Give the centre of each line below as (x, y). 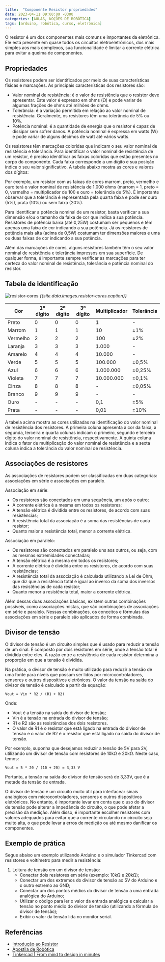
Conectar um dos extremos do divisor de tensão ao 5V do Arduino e (88, 880)
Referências (24, 932)
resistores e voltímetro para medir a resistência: (53, 860)
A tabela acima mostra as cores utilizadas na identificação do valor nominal (82, 422)
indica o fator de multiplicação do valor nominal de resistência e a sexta (78, 443)
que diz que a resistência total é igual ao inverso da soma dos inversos (84, 581)
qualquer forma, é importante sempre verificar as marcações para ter (75, 258)
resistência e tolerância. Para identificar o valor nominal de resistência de (79, 151)
